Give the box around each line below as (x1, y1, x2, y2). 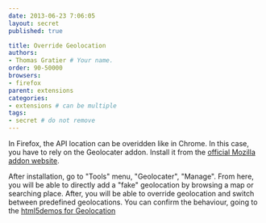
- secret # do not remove (8, 116, 95, 125)
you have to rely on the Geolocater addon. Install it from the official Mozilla (8, 147, 256, 157)
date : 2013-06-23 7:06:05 (8, 11, 95, 20)
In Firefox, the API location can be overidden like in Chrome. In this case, (8, 139, 250, 148)
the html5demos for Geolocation (8, 206, 116, 215)
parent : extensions (8, 86, 74, 95)
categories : (8, 94, 48, 102)
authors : (8, 49, 38, 57)
